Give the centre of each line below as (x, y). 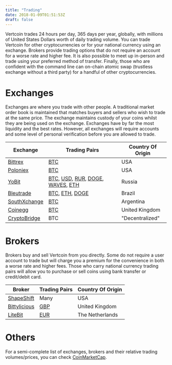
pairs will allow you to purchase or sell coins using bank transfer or (76, 271)
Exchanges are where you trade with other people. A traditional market (80, 107)
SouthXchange (26, 202)
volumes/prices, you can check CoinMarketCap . (56, 357)
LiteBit (15, 315)
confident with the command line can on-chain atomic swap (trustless (79, 67)
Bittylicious (21, 307)
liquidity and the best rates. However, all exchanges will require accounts (82, 129)
